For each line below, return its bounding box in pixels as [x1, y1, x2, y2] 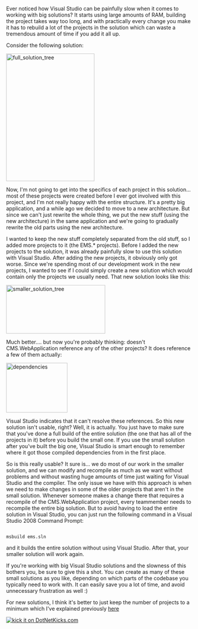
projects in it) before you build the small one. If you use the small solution [6, 436, 185, 443]
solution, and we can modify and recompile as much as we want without [6, 467, 183, 474]
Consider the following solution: [6, 42, 84, 49]
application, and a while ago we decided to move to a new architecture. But [6, 205, 190, 212]
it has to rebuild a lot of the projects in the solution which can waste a [6, 24, 176, 31]
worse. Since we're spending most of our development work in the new [6, 261, 181, 268]
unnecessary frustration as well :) [6, 587, 88, 594]
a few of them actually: [6, 351, 62, 358]
